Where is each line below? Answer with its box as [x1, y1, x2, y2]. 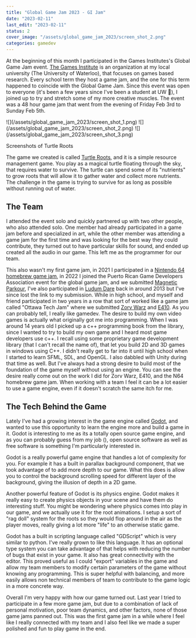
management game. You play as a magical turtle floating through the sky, [6, 160, 183, 167]
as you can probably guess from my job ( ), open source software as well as [6, 436, 188, 443]
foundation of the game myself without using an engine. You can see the [6, 366, 181, 373]
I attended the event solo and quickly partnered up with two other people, [6, 217, 184, 224]
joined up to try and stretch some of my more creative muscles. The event [6, 94, 184, 102]
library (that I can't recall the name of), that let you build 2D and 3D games [6, 341, 185, 348]
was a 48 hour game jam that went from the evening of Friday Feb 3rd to [6, 101, 181, 108]
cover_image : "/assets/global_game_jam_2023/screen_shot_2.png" [6, 34, 166, 40]
